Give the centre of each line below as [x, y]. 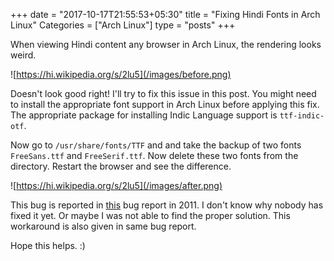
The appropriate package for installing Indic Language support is [144, 115]
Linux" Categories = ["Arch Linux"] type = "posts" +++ [123, 25]
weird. [23, 55]
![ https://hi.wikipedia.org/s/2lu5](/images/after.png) [116, 185]
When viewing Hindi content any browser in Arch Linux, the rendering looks [166, 44]
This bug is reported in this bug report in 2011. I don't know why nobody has [167, 205]
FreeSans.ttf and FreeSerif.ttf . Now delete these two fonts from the [154, 155]
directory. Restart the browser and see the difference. [121, 166]
